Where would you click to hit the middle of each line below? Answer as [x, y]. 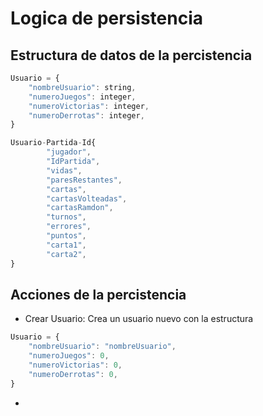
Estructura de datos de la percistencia [131, 55]
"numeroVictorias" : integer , [89, 106]
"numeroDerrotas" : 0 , [73, 374]
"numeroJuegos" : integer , [82, 97]
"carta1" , [66, 245]
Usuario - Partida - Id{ [53, 143]
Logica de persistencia [106, 18]
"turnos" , [66, 217]
